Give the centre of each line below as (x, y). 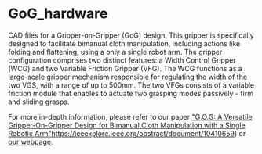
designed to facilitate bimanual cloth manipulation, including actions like (124, 43)
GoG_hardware (58, 14)
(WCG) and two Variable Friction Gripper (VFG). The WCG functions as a (126, 68)
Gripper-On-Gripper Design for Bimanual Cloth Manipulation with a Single (127, 125)
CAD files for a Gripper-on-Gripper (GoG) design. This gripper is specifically (131, 35)
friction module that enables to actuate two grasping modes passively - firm (131, 93)
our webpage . (31, 141)
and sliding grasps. (39, 102)
